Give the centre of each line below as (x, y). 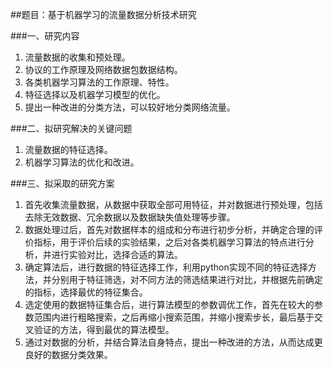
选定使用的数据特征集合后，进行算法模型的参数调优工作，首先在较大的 (169, 304)
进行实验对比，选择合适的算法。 (117, 254)
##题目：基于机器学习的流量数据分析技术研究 (103, 14)
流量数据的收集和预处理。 (77, 57)
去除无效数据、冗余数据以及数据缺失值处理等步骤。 (130, 217)
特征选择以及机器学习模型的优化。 (95, 94)
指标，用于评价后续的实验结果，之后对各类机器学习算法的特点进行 (169, 242)
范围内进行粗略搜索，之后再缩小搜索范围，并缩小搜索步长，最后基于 (174, 317)
